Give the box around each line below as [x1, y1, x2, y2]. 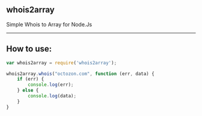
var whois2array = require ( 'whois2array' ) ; [6, 60, 117, 66]
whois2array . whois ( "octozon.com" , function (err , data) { [6, 70, 155, 77]
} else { [17, 87, 39, 94]
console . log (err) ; [28, 82, 74, 88]
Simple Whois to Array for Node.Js [6, 20, 93, 28]
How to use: [6, 44, 52, 54]
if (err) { [17, 76, 44, 82]
